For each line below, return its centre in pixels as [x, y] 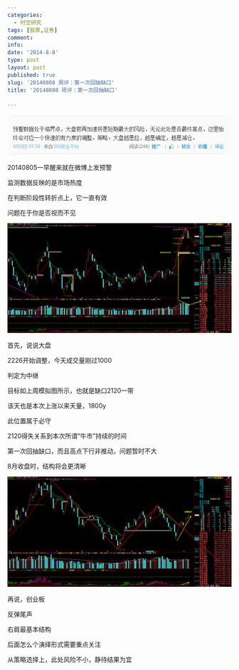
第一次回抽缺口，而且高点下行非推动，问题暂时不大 [82, 451]
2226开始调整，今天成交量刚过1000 [60, 361]
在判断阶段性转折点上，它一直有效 [57, 197]
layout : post [27, 68]
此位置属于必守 [29, 421]
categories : [25, 15]
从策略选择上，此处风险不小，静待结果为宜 [70, 659]
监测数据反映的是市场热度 [45, 182]
